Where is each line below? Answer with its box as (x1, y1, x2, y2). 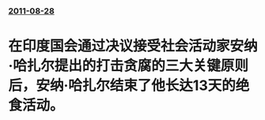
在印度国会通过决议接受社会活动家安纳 (8, 37, 259, 55)
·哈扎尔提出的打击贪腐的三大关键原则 (8, 57, 249, 75)
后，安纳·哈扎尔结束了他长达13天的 (8, 77, 236, 95)
